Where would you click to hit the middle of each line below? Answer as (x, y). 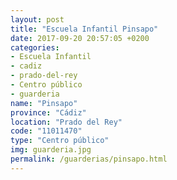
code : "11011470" (46, 131)
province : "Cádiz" (48, 112)
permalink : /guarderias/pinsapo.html (89, 159)
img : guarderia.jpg (51, 150)
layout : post (37, 19)
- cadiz (26, 66)
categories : (35, 47)
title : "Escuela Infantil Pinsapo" (84, 29)
